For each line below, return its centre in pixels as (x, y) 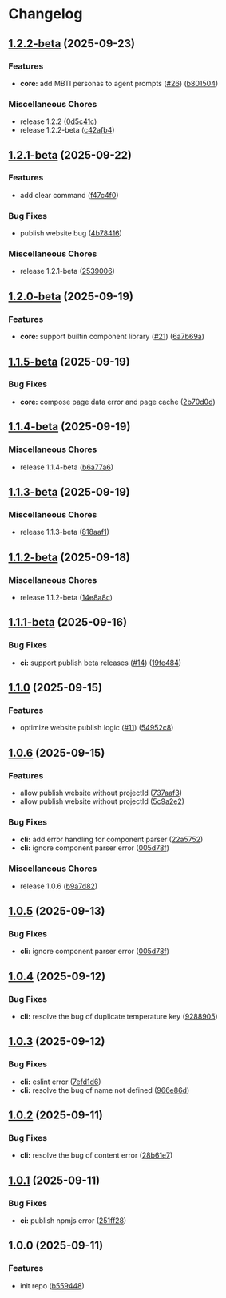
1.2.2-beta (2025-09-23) (72, 44)
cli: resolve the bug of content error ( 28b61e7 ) (96, 1155)
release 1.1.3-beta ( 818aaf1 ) (65, 532)
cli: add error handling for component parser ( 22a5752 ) (111, 840)
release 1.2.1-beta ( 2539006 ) (67, 271)
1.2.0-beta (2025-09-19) (71, 296)
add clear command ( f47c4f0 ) (69, 195)
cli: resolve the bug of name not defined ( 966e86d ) (105, 1090)
